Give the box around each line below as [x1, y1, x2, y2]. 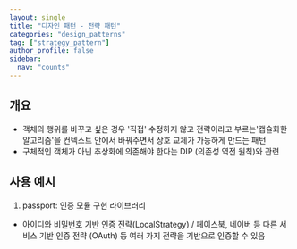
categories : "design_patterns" [9, 29, 126, 38]
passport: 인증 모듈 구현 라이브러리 [21, 200, 146, 211]
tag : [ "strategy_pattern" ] [9, 37, 110, 47]
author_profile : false [9, 46, 94, 55]
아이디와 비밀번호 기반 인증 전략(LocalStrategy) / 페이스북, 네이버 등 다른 [21, 219, 278, 229]
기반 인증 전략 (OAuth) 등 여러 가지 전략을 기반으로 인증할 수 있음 [38, 229, 266, 241]
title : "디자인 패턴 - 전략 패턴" [9, 21, 121, 30]
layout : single [9, 12, 66, 22]
